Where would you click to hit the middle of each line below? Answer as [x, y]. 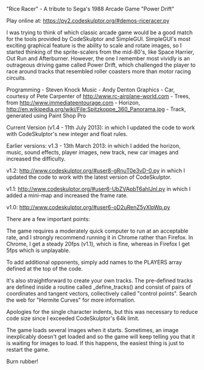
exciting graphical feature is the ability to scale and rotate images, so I [94, 45]
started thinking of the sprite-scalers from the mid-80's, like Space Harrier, [100, 52]
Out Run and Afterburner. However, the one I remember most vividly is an [98, 58]
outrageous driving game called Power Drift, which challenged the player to [101, 65]
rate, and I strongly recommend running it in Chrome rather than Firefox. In [100, 237]
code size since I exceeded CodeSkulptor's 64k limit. [73, 318]
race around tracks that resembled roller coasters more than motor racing [99, 71]
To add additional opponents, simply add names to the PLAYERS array [94, 262]
